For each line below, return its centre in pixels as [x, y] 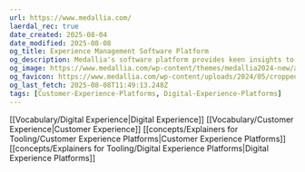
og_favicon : [32, 77]
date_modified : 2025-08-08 [60, 43]
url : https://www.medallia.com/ [70, 18]
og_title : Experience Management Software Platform [109, 52]
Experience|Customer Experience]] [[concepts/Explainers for [124, 129]
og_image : [28, 69]
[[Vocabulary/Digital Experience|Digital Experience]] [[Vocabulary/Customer [152, 119]
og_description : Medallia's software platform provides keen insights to [152, 60]
